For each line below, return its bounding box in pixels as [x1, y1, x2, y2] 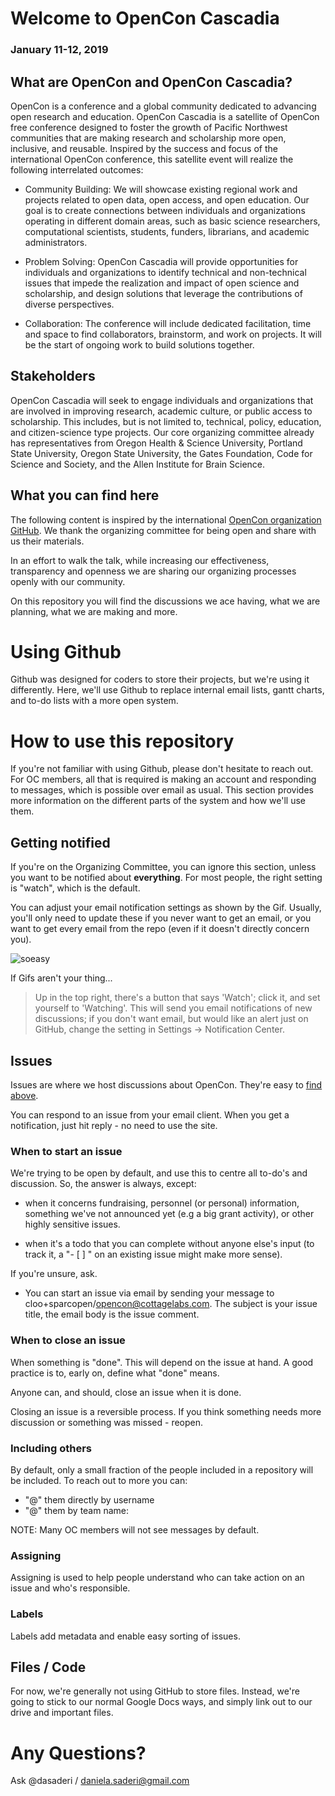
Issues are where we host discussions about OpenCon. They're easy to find [10, 1079, 323, 1091]
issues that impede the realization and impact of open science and [24, 277, 300, 289]
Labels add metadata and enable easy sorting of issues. [10, 1630, 241, 1642]
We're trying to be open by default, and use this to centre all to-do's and [10, 1167, 308, 1179]
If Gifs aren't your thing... [10, 972, 113, 984]
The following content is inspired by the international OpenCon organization [10, 513, 322, 526]
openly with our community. [10, 575, 126, 587]
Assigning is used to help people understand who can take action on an [10, 1572, 305, 1584]
